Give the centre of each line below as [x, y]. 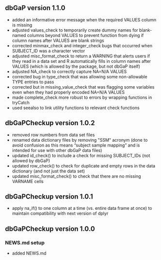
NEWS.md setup [25, 242]
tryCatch [21, 102]
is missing [22, 25]
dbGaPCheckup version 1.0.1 [49, 197]
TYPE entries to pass [33, 82]
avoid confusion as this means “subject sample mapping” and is [76, 145]
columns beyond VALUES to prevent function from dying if [85, 35]
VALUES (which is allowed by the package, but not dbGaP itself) [76, 66]
